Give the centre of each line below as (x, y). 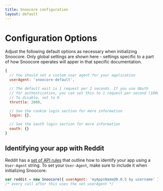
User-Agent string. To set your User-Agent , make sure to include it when (76, 165)
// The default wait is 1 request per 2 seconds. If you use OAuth (79, 89)
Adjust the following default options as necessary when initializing (71, 52)
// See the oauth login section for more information (65, 124)
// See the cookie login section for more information (66, 111)
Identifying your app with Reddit (55, 148)
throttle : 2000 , (26, 102)
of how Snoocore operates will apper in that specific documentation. (73, 62)
